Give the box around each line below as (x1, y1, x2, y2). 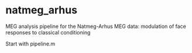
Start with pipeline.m (5, 40, 56, 47)
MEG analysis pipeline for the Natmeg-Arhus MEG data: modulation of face (5, 23, 187, 30)
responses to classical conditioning (5, 29, 91, 36)
